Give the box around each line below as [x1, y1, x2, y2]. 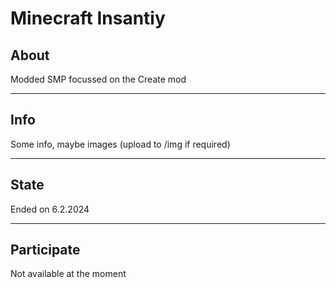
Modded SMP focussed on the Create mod [10, 73, 187, 85]
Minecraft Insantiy [10, 7, 166, 30]
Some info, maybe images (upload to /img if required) [10, 138, 231, 150]
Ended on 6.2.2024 [10, 203, 90, 215]
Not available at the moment [10, 268, 127, 280]
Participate [10, 242, 81, 259]
